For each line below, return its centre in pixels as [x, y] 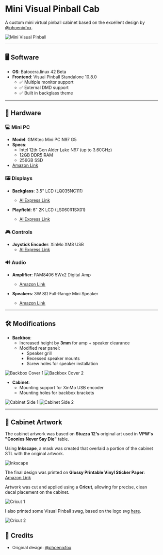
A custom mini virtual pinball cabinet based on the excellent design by [75, 22]
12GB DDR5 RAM [36, 155]
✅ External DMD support [44, 87]
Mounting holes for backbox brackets [57, 393]
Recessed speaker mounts [53, 358]
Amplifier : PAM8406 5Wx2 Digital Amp [51, 275]
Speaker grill [39, 353]
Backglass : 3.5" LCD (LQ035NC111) [48, 191]
